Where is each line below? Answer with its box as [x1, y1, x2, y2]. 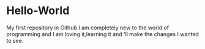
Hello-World [6, 4, 70, 18]
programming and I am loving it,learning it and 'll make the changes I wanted [6, 30, 199, 37]
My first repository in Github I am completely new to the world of [6, 24, 170, 31]
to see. [6, 37, 24, 44]
